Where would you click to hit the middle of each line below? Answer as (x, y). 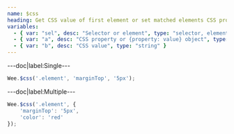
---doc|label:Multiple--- (41, 92)
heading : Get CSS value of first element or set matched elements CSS (112, 20)
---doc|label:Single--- (39, 66)
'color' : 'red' (42, 117)
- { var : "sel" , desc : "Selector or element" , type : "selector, (109, 33)
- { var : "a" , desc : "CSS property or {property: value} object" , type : (121, 40)
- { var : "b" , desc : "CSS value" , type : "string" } (90, 46)
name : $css (23, 14)
